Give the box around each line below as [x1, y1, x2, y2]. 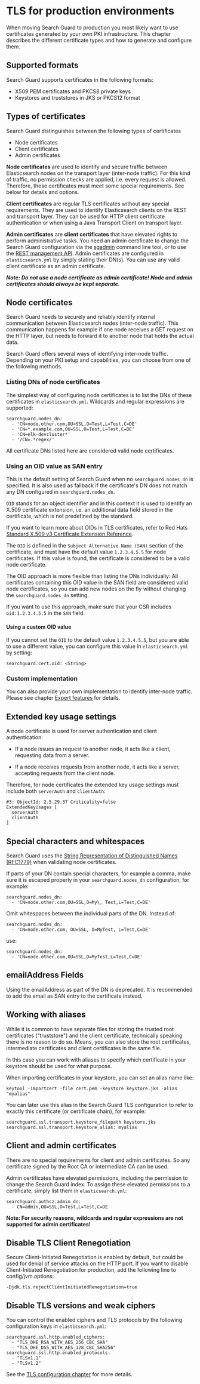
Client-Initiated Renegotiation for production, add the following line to [6, 1266, 176, 1274]
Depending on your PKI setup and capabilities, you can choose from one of [6, 356, 191, 364]
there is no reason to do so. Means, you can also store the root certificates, [6, 1038, 191, 1045]
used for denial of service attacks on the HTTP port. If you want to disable [6, 1260, 189, 1267]
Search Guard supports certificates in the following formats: [6, 76, 154, 83]
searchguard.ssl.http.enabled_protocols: [6, 1350, 111, 1356]
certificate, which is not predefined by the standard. [6, 512, 134, 519]
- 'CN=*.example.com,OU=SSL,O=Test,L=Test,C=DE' [11, 426, 135, 432]
